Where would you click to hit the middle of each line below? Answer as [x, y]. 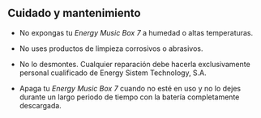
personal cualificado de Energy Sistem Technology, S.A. [113, 73]
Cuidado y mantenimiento [74, 13]
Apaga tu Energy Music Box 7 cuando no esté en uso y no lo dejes [130, 88]
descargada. [40, 105]
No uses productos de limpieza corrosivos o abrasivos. [111, 48]
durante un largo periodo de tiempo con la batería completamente [129, 97]
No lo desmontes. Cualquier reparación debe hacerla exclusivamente [135, 64]
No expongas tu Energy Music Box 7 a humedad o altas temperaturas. [136, 32]
